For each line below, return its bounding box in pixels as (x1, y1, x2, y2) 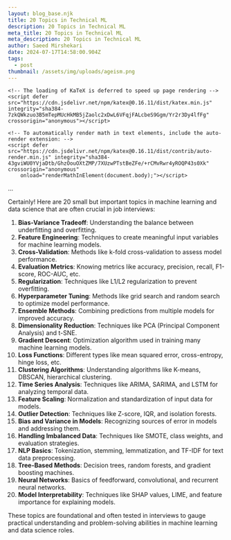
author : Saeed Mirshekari (8, 42, 82, 49)
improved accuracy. (17, 314, 75, 322)
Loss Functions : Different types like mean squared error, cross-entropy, (17, 350, 223, 359)
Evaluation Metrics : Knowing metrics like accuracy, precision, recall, (17, 262, 214, 271)
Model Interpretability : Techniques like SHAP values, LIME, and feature (17, 490, 223, 498)
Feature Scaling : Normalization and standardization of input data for (17, 395, 213, 403)
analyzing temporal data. (17, 387, 89, 395)
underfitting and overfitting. (17, 226, 97, 234)
